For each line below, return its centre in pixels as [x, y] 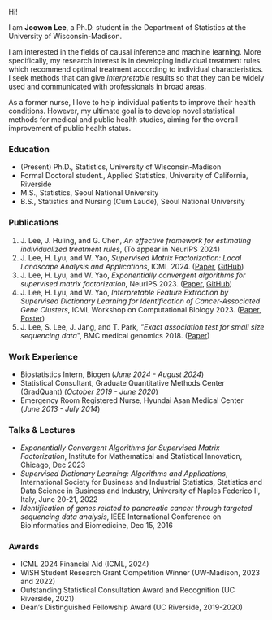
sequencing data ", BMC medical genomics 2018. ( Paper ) [115, 335]
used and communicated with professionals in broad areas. [108, 86]
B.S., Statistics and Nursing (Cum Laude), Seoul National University [132, 202]
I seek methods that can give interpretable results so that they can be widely [136, 78]
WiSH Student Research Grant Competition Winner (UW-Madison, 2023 [140, 573]
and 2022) [37, 582]
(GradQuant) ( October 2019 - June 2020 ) [89, 391]
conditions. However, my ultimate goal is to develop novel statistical [122, 111]
